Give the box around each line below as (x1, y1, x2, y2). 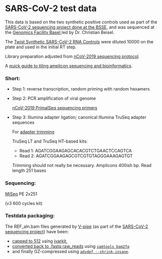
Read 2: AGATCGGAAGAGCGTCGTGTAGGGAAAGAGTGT (19, 153, 133, 159)
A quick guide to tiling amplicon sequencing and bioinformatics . (5, 63, 133, 69)
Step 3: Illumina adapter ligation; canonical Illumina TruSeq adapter (12, 114, 147, 120)
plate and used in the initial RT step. (5, 44, 77, 50)
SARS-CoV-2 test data (5, 3, 97, 14)
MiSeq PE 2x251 (5, 191, 37, 197)
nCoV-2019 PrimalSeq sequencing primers (12, 105, 97, 111)
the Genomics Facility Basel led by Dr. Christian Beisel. (5, 29, 114, 35)
